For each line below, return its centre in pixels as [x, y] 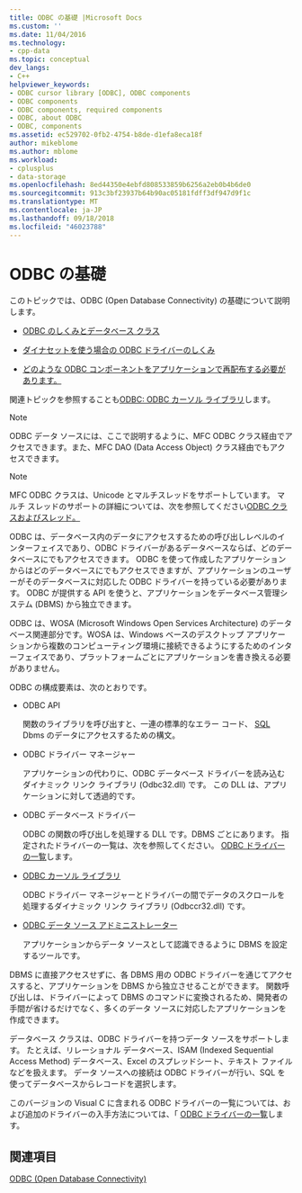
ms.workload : [34, 160]
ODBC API [41, 705]
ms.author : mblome [44, 151]
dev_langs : [30, 68]
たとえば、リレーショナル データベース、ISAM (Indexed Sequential [150, 1050]
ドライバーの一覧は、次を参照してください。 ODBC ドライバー [169, 846]
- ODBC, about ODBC [46, 118]
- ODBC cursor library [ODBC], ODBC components [100, 93]
